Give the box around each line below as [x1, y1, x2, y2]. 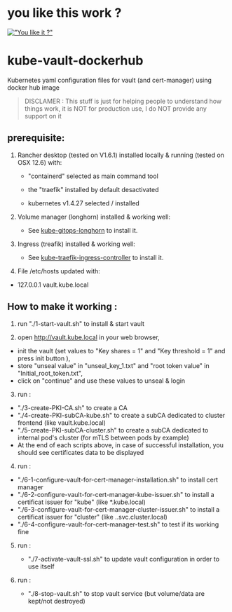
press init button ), [17, 354, 71, 362]
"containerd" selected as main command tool [27, 172, 159, 180]
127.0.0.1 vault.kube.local [17, 280, 89, 289]
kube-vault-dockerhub [7, 53, 144, 69]
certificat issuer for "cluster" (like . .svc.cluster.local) [17, 512, 168, 521]
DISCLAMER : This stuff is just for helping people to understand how [24, 97, 222, 105]
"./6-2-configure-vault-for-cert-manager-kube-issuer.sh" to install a [17, 490, 214, 498]
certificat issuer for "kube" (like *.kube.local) [17, 498, 146, 506]
